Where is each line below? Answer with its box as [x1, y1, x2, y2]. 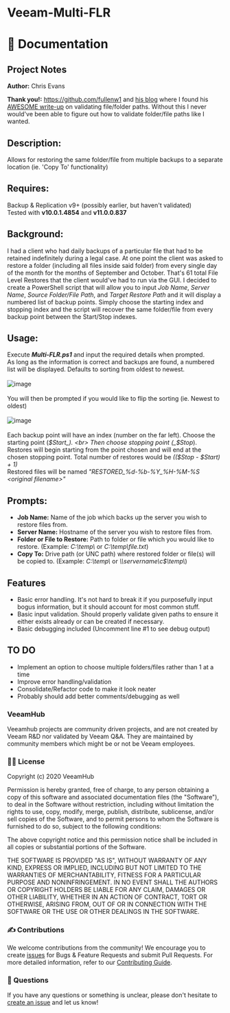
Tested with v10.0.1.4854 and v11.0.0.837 [7, 208, 127, 216]
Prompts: [7, 494, 48, 507]
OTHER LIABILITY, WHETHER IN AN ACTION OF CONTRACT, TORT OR [7, 893, 207, 901]
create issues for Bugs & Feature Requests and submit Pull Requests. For [7, 950, 213, 959]
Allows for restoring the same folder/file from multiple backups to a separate [7, 156, 223, 163]
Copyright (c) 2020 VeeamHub [7, 773, 95, 781]
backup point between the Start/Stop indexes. [7, 312, 137, 321]
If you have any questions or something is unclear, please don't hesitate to [7, 991, 218, 999]
